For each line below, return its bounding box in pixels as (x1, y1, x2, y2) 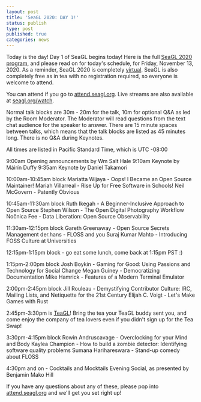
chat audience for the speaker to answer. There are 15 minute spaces (6, 122, 178, 128)
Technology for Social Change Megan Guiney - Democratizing (6, 267, 160, 274)
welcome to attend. (6, 79, 54, 86)
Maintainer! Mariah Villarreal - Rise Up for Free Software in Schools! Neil (6, 182, 185, 189)
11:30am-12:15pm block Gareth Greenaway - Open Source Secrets (6, 224, 170, 232)
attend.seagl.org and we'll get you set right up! (6, 389, 122, 396)
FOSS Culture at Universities (6, 237, 77, 244)
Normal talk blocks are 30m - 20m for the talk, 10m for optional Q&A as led (6, 109, 191, 116)
